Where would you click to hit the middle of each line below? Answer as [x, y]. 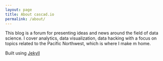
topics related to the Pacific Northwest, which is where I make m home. [78, 44]
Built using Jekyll [23, 53]
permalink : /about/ [25, 19]
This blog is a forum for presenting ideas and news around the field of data [82, 33]
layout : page [19, 10]
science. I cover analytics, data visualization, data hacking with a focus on [81, 38]
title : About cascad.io [30, 14]
